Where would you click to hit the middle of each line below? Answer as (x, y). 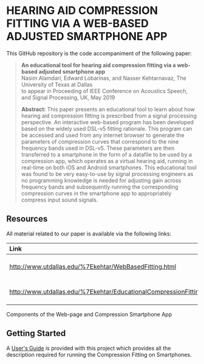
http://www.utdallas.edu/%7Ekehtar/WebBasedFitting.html (93, 267)
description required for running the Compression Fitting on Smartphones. (99, 354)
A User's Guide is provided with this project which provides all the (89, 348)
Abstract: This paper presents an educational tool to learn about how (108, 109)
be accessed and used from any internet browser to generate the (103, 135)
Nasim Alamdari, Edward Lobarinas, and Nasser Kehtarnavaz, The (104, 78)
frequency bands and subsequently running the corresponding (100, 187)
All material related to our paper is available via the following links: (89, 233)
